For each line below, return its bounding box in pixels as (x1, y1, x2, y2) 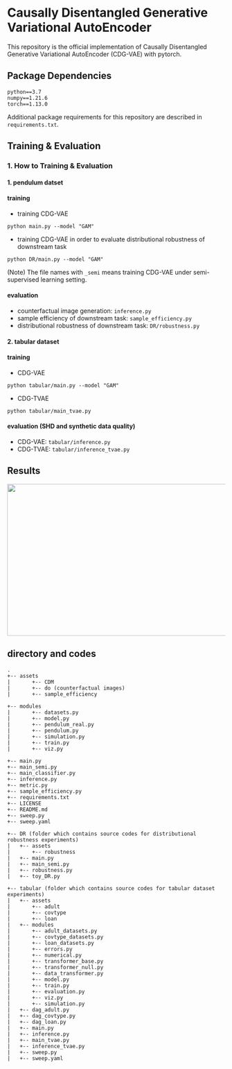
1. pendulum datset (7, 178, 64, 187)
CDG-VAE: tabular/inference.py (17, 438, 111, 446)
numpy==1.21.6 (7, 94, 48, 101)
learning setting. (40, 275, 87, 284)
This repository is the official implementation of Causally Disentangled (7, 42, 208, 51)
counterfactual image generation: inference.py (17, 307, 152, 315)
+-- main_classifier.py (7, 769, 76, 776)
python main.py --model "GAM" (7, 223, 95, 230)
